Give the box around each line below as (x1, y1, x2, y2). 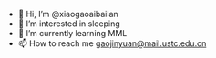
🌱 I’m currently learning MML (17, 28, 128, 38)
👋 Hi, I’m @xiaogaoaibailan (17, 9, 118, 19)
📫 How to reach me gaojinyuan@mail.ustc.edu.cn (17, 38, 207, 49)
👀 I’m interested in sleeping (17, 18, 120, 29)
